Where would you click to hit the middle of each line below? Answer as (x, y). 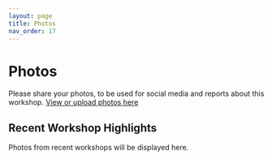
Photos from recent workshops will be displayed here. (99, 148)
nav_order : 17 (32, 31)
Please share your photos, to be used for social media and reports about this (136, 93)
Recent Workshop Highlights (83, 128)
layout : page (30, 16)
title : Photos (32, 24)
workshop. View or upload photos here (73, 102)
